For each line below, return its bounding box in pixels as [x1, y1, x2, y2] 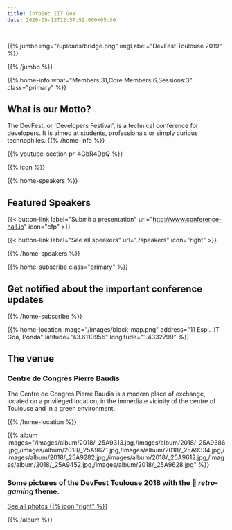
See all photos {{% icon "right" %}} [7, 502, 108, 510]
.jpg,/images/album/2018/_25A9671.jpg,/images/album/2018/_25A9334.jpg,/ [7, 445, 225, 454]
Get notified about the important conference [7, 283, 203, 294]
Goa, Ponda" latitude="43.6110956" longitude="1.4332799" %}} [7, 333, 190, 341]
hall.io [7, 222, 24, 231]
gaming [7, 486, 34, 496]
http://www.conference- [152, 215, 222, 224]
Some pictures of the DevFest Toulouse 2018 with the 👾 [7, 477, 197, 487]
